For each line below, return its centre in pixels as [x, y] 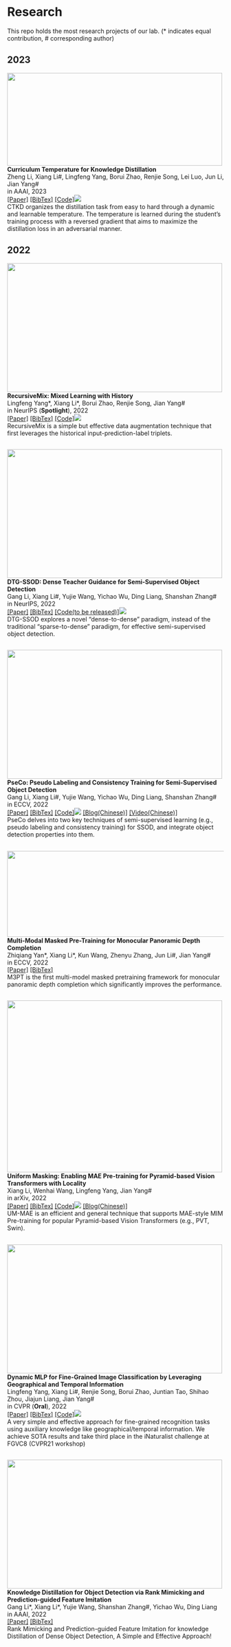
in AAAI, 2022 [27, 1614]
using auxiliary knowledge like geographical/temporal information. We [106, 1429]
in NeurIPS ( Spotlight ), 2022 [48, 410]
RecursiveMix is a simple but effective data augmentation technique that [109, 425]
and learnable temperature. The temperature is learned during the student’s [114, 214]
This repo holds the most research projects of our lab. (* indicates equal [109, 31]
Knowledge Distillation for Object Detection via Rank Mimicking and [106, 1592]
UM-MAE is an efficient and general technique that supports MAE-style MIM [115, 1213]
